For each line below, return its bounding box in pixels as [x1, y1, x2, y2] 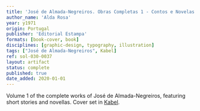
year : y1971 [6, 20, 36, 26]
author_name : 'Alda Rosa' [6, 14, 71, 20]
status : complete [6, 64, 50, 71]
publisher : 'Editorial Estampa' [6, 31, 87, 37]
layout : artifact [6, 59, 50, 65]
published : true [6, 70, 47, 76]
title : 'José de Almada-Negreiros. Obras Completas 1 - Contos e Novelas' [6, 8, 198, 15]
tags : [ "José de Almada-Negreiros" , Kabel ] [6, 48, 117, 54]
